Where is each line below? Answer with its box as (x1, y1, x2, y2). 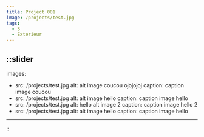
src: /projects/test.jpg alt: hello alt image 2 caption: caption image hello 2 (15, 101, 198, 108)
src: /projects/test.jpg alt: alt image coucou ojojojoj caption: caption (15, 81, 184, 89)
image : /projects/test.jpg (6, 15, 75, 21)
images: (6, 70, 26, 77)
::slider (6, 54, 34, 64)
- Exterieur (12, 32, 42, 38)
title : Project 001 (6, 8, 56, 15)
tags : (6, 20, 20, 26)
